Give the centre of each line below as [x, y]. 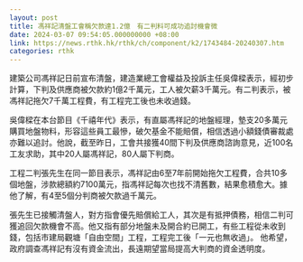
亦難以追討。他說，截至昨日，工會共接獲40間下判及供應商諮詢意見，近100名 [151, 143]
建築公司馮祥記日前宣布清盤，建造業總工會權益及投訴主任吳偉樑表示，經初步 [151, 79]
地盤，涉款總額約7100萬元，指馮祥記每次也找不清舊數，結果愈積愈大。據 [152, 184]
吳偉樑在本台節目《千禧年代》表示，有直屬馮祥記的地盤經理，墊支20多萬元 [149, 120]
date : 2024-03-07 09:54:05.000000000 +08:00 [94, 34]
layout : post [34, 18]
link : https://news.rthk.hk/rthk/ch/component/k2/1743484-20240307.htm [147, 43]
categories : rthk [42, 51]
